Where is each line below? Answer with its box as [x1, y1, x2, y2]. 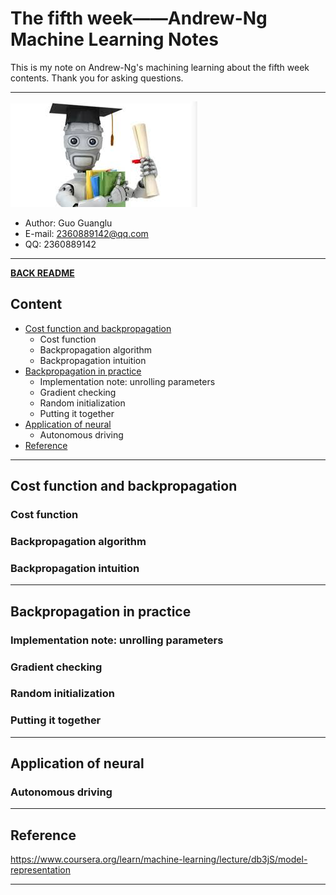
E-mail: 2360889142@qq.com [24, 227, 149, 239]
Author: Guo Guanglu [24, 217, 113, 229]
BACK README [10, 267, 75, 279]
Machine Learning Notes [10, 28, 219, 51]
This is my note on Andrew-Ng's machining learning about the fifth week [10, 61, 310, 73]
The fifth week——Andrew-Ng [10, 7, 268, 30]
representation [10, 864, 71, 876]
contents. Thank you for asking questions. [10, 72, 184, 84]
